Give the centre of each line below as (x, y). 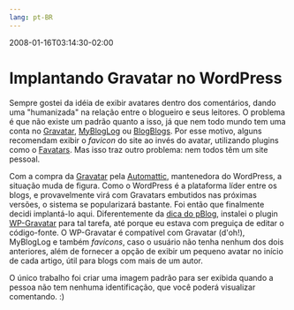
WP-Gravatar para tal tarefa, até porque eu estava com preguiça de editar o (147, 223)
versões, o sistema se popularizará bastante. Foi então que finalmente (137, 204)
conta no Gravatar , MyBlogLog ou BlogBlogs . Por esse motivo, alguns (136, 131)
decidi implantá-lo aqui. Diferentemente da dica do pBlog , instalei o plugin (143, 214)
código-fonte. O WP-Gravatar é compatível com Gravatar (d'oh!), (127, 232)
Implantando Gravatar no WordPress (146, 78)
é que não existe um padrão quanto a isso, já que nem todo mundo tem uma (147, 121)
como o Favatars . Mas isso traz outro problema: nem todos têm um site (139, 149)
